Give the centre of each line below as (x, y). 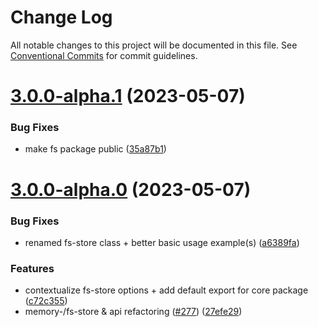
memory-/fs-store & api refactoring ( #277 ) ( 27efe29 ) (133, 312)
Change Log (61, 17)
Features (32, 268)
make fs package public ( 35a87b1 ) (95, 149)
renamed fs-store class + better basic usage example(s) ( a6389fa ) (162, 242)
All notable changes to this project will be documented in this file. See (154, 45)
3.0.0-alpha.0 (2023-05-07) (131, 189)
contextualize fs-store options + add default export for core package (166, 290)
